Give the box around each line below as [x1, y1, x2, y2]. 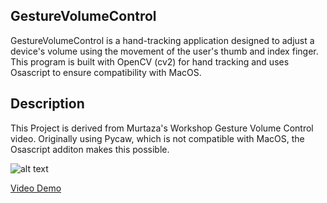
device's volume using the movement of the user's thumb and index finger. [10, 45, 319, 57]
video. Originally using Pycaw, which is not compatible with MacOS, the [10, 132, 305, 144]
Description [10, 95, 85, 113]
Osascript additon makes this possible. [10, 143, 170, 155]
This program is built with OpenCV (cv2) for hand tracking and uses [10, 55, 290, 68]
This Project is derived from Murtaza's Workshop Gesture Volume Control [10, 122, 314, 134]
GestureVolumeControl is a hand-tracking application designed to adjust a [10, 34, 315, 46]
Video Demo [10, 182, 62, 194]
